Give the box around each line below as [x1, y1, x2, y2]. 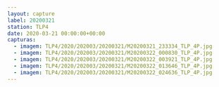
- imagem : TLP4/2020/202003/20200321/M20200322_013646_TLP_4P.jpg [13, 62, 213, 69]
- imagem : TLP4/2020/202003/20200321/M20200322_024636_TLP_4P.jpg [13, 69, 213, 76]
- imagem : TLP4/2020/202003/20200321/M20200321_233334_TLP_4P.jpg [13, 43, 213, 50]
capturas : [7, 36, 37, 43]
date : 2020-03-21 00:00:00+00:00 [7, 29, 106, 37]
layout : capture [7, 10, 55, 18]
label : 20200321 [7, 17, 55, 24]
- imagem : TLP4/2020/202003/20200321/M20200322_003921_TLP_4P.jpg [13, 56, 213, 63]
